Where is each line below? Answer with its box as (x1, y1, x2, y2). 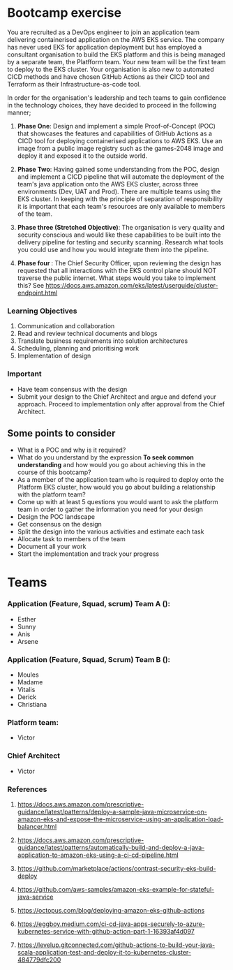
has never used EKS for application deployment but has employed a (7, 43, 202, 51)
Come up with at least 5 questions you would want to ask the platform (17, 498, 218, 506)
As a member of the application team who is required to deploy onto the (17, 476, 225, 484)
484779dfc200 (17, 955, 61, 964)
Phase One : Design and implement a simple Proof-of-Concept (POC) (17, 122, 216, 130)
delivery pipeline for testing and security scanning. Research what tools (17, 237, 224, 246)
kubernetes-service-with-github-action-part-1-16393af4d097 (17, 927, 195, 936)
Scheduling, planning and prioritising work (17, 344, 140, 353)
